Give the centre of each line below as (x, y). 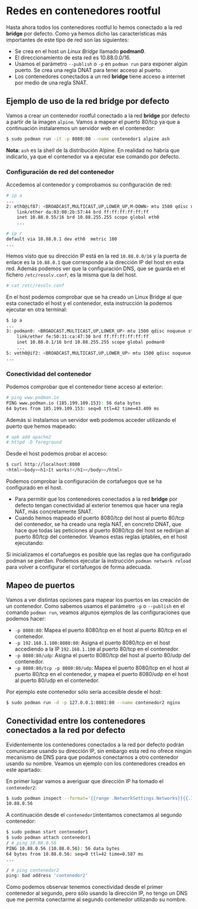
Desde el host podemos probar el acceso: (57, 454)
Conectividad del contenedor (49, 374)
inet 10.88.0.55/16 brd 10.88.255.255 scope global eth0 (88, 217)
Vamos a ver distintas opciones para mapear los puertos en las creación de (98, 600)
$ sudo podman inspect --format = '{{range (58, 798)
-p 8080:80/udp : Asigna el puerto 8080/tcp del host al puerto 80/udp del (102, 655)
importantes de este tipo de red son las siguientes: (67, 40)
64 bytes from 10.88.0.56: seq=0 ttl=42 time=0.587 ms (75, 854)
